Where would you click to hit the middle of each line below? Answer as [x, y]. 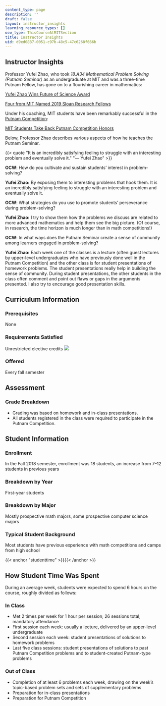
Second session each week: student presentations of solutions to [79, 638]
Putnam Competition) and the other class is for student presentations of [79, 263]
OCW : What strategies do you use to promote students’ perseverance [76, 202]
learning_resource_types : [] [35, 28]
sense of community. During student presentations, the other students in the [83, 273]
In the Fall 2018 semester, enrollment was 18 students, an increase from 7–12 [83, 464]
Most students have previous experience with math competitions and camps [83, 545]
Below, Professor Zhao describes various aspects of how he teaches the [79, 138]
